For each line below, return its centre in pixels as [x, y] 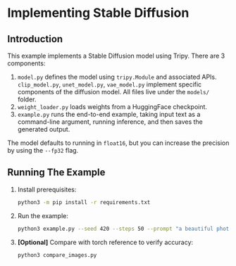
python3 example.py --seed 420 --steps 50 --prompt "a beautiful [115, 229]
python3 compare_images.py [57, 255]
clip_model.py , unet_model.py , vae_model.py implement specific [110, 84]
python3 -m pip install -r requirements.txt [84, 202]
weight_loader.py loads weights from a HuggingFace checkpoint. [112, 107]
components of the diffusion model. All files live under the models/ [113, 92]
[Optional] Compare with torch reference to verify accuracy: [105, 242]
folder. [27, 99]
